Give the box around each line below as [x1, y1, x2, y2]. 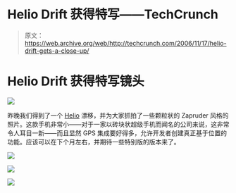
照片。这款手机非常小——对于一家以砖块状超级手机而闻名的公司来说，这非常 [7, 120, 230, 128]
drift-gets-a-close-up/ [24, 46, 89, 55]
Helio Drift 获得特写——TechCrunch [7, 6, 218, 23]
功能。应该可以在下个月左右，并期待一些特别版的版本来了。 [7, 137, 180, 146]
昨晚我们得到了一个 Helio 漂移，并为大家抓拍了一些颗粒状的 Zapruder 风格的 [7, 111, 229, 120]
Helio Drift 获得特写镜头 [7, 73, 144, 89]
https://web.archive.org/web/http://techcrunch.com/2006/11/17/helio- [24, 39, 227, 47]
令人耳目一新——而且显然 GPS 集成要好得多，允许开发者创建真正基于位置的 [7, 128, 228, 137]
